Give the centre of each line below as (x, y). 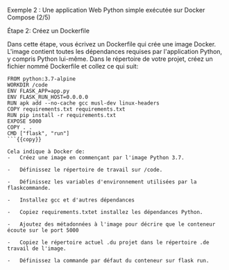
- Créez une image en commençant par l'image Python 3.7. (96, 158)
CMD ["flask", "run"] (39, 134)
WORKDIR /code (28, 85)
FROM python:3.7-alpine (42, 79)
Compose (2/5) (29, 17)
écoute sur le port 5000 (43, 231)
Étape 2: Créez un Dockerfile (49, 31)
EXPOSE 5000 (24, 121)
